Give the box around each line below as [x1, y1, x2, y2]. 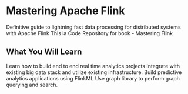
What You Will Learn [6, 47, 82, 57]
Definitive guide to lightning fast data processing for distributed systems [6, 23, 181, 31]
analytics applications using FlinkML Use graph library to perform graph [6, 75, 180, 82]
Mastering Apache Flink [6, 4, 125, 18]
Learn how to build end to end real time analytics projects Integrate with [6, 62, 180, 69]
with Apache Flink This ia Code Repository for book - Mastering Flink [6, 29, 173, 36]
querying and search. [6, 81, 58, 88]
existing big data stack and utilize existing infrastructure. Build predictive [6, 69, 182, 76]
